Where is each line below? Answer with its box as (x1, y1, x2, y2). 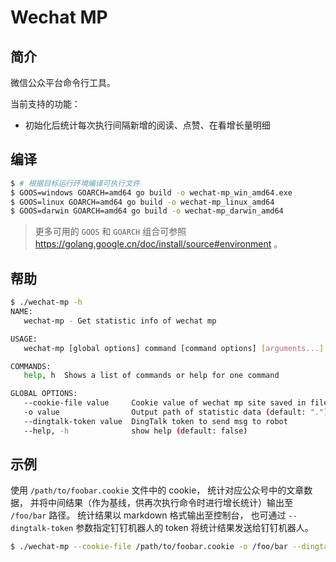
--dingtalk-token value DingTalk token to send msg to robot (23, 416, 288, 426)
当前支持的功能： (10, 98, 81, 110)
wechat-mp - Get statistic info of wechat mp (23, 316, 217, 326)
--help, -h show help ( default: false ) (23, 426, 248, 436)
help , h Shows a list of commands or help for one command (23, 371, 280, 381)
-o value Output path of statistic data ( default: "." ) (23, 407, 329, 417)
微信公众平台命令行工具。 (10, 77, 116, 88)
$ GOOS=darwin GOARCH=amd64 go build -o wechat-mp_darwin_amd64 (10, 206, 284, 216)
